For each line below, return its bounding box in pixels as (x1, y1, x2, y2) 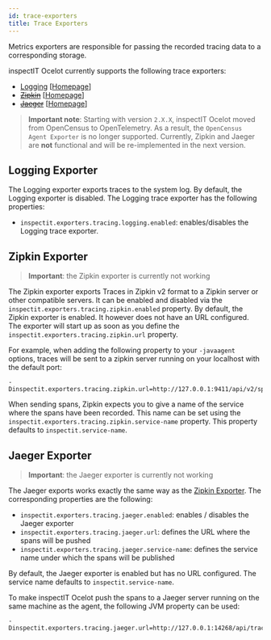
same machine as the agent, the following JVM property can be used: (8, 601, 240, 611)
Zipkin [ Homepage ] (19, 90, 85, 99)
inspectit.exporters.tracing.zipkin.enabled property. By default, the (8, 304, 244, 314)
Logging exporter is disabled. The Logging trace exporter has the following (8, 193, 257, 203)
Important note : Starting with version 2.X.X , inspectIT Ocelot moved (27, 114, 256, 124)
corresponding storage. (8, 50, 87, 60)
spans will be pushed (19, 535, 91, 545)
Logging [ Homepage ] (19, 82, 92, 91)
